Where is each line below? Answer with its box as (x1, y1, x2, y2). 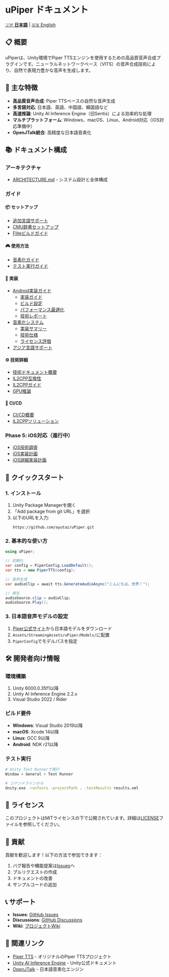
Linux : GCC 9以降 (12, 735, 50, 741)
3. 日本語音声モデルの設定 (5, 613, 69, 620)
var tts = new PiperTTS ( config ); (5, 568, 76, 573)
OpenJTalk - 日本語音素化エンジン (12, 966, 84, 972)
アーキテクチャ (5, 164, 41, 171)
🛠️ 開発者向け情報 (5, 654, 60, 663)
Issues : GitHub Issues (12, 911, 59, 917)
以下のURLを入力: (12, 515, 49, 521)
